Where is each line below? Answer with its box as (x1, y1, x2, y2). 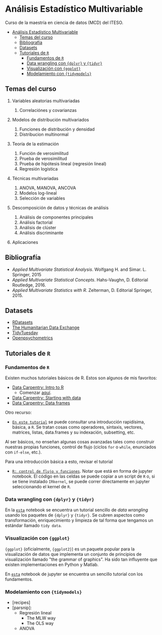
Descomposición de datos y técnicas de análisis (12, 204, 109, 211)
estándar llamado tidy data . (5, 523, 62, 528)
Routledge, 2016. (12, 282, 46, 288)
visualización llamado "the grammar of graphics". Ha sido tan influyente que (5, 556, 158, 562)
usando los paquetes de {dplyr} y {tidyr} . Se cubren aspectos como (5, 512, 145, 518)
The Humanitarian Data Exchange (12, 325, 80, 330)
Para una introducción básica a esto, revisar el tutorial (5, 459, 113, 465)
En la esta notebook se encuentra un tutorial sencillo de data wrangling (5, 507, 148, 513)
